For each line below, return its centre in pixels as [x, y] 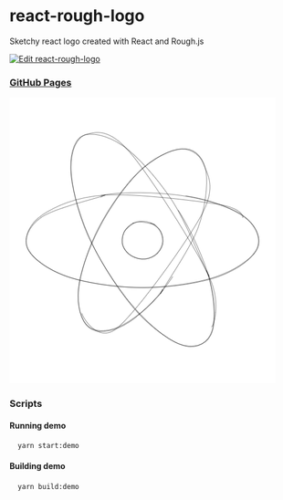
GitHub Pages [41, 82]
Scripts [26, 404]
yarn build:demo [48, 486]
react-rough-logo [77, 16]
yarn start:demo [48, 446]
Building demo [37, 465]
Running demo [38, 425]
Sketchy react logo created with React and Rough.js [107, 41]
